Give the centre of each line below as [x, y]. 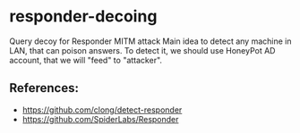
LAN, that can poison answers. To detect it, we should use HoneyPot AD [142, 50]
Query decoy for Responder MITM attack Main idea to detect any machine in [150, 41]
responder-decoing [83, 17]
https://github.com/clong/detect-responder [102, 110]
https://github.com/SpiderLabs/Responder [100, 119]
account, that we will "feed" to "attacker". [86, 60]
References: [44, 88]
